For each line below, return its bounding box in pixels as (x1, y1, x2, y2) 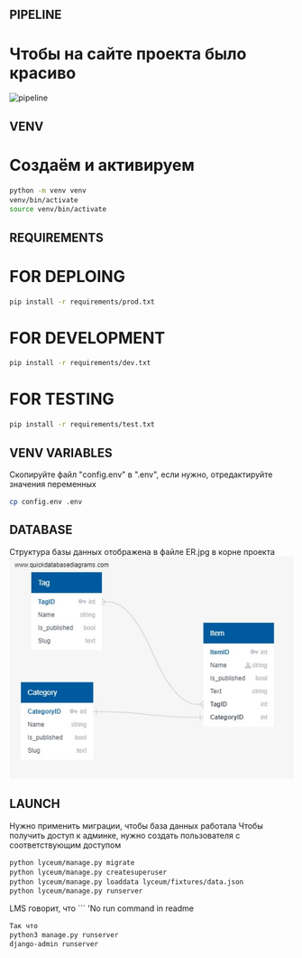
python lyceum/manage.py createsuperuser (9, 868, 168, 877)
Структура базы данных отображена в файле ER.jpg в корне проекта (9, 546, 275, 557)
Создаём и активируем (9, 155, 196, 175)
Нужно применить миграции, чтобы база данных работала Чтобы (9, 820, 263, 831)
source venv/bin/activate (9, 205, 106, 214)
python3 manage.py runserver (9, 931, 119, 940)
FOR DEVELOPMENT (9, 327, 166, 348)
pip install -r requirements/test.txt (9, 420, 155, 429)
